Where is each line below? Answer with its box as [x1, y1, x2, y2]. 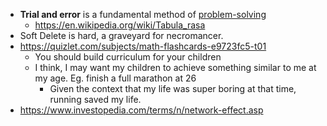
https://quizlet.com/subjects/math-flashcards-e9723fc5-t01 [19, 40, 267, 52]
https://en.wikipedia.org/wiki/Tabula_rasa [34, 19, 206, 31]
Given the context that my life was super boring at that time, [49, 83, 297, 94]
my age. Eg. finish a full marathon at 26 [34, 72, 197, 84]
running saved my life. [49, 94, 142, 105]
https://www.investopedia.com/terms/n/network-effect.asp [19, 104, 264, 116]
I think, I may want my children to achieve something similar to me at [34, 62, 317, 73]
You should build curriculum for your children [34, 51, 222, 63]
